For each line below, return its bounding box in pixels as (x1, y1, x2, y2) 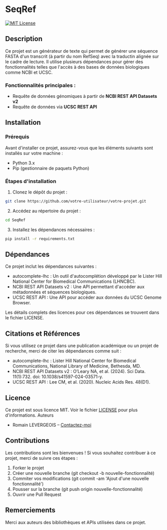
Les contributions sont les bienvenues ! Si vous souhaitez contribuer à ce (5, 450, 156, 456)
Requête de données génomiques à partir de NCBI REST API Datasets (12, 93, 157, 99)
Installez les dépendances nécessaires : (12, 227, 95, 233)
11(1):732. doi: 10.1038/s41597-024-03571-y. (12, 374, 103, 380)
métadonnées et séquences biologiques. (12, 289, 96, 295)
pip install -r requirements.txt (5, 236, 75, 241)
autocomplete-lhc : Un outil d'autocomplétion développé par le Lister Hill (12, 273, 162, 279)
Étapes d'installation (5, 178, 56, 185)
